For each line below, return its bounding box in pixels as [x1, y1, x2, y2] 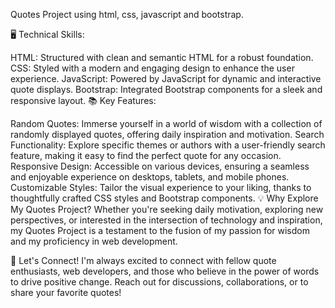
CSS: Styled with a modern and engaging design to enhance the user [10, 62, 295, 74]
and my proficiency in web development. [10, 235, 178, 247]
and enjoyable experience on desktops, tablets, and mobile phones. [10, 171, 290, 183]
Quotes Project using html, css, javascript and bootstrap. [10, 9, 244, 20]
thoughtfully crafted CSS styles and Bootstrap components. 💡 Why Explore [10, 192, 319, 204]
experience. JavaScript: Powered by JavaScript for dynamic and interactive [10, 73, 322, 84]
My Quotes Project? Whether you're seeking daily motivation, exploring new [10, 204, 324, 215]
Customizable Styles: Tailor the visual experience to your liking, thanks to [10, 182, 312, 193]
